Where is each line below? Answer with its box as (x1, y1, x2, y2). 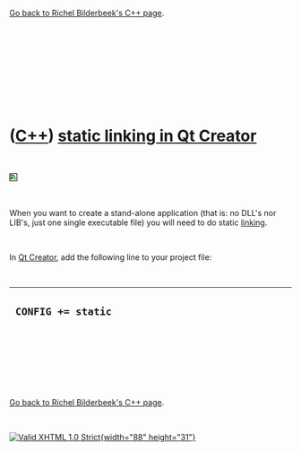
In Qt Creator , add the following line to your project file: (9, 251, 212, 263)
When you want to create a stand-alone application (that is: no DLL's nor (9, 207, 277, 218)
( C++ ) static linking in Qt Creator (9, 126, 257, 146)
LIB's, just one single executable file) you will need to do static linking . (9, 217, 268, 228)
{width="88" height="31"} (99, 431, 196, 442)
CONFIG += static (14, 305, 112, 318)
